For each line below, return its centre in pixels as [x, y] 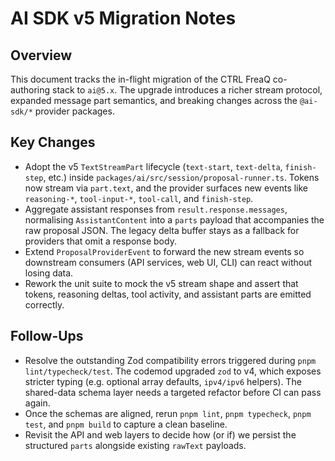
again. [37, 403]
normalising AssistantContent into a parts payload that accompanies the [174, 219]
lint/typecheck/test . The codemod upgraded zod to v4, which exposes [173, 371]
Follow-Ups [47, 336]
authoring [30, 90]
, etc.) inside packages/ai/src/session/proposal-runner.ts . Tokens [181, 177]
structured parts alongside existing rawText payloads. [135, 445]
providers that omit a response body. [100, 241]
